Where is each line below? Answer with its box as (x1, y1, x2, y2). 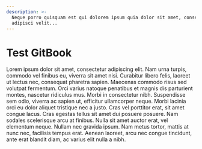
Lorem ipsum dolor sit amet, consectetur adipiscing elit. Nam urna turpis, (6, 65, 187, 73)
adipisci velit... (11, 20, 58, 26)
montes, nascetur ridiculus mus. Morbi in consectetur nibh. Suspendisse (6, 91, 186, 99)
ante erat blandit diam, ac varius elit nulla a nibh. (6, 136, 126, 143)
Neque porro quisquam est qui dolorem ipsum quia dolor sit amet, (11, 14, 182, 20)
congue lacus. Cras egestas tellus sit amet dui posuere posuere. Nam (6, 111, 179, 118)
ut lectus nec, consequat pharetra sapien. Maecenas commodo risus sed (6, 79, 187, 86)
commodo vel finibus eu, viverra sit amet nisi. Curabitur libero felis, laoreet (6, 72, 191, 79)
